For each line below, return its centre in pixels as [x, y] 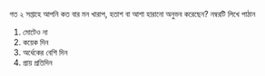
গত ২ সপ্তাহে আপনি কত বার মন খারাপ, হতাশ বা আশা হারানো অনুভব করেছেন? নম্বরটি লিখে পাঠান [132, 14]
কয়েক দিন [35, 42]
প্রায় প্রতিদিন [37, 62]
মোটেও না [35, 32]
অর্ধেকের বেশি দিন [45, 52]
